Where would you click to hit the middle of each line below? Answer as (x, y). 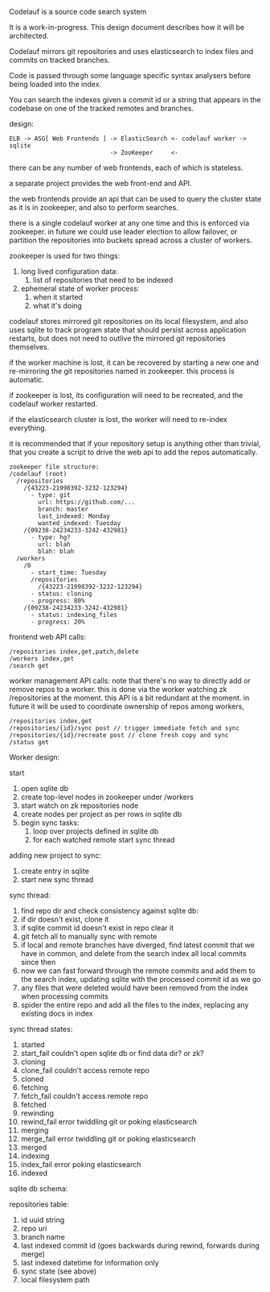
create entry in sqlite (55, 871)
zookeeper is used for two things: (65, 256)
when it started (58, 297)
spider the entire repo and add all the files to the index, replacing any (135, 1005)
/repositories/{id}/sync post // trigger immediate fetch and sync (125, 728)
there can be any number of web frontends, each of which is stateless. (126, 168)
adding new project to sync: (55, 855)
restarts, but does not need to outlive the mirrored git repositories (117, 338)
